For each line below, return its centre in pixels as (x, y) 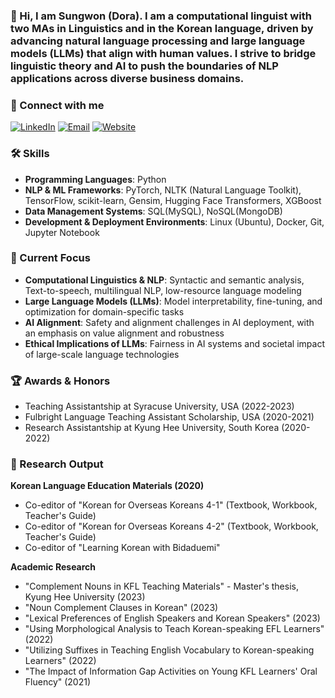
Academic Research (53, 567)
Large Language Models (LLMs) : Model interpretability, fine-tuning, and (173, 301)
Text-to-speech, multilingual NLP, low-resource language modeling (163, 290)
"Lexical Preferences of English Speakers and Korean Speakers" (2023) (172, 618)
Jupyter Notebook (62, 232)
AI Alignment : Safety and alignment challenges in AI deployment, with (169, 322)
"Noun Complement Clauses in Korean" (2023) (121, 608)
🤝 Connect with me (57, 105)
